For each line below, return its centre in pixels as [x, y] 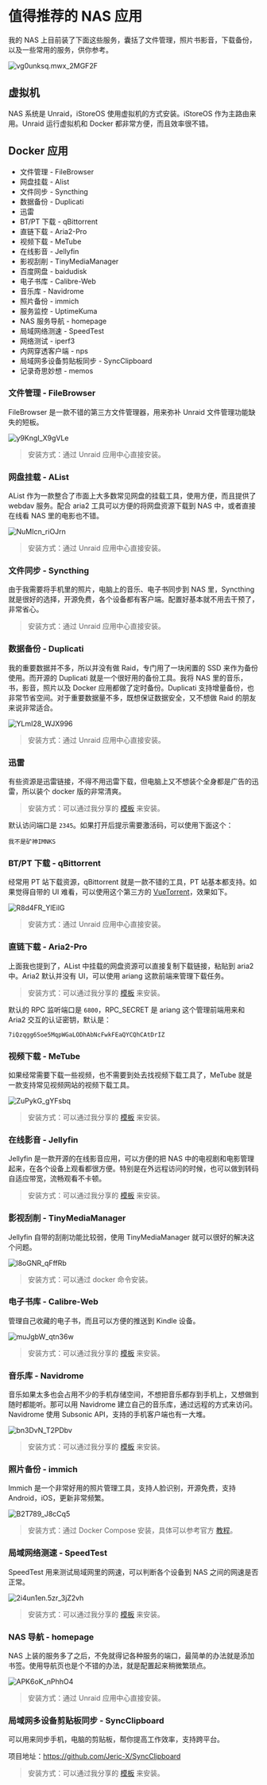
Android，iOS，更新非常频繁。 [58, 1498]
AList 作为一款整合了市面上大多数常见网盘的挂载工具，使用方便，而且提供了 [132, 496]
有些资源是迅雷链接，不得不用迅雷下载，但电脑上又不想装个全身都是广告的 [130, 782]
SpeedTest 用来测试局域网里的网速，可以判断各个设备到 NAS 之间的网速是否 [133, 1572]
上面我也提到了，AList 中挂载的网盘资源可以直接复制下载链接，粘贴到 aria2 [131, 966]
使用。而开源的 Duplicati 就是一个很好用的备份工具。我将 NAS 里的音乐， [128, 678]
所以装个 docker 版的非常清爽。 [74, 791]
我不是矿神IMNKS [32, 842]
